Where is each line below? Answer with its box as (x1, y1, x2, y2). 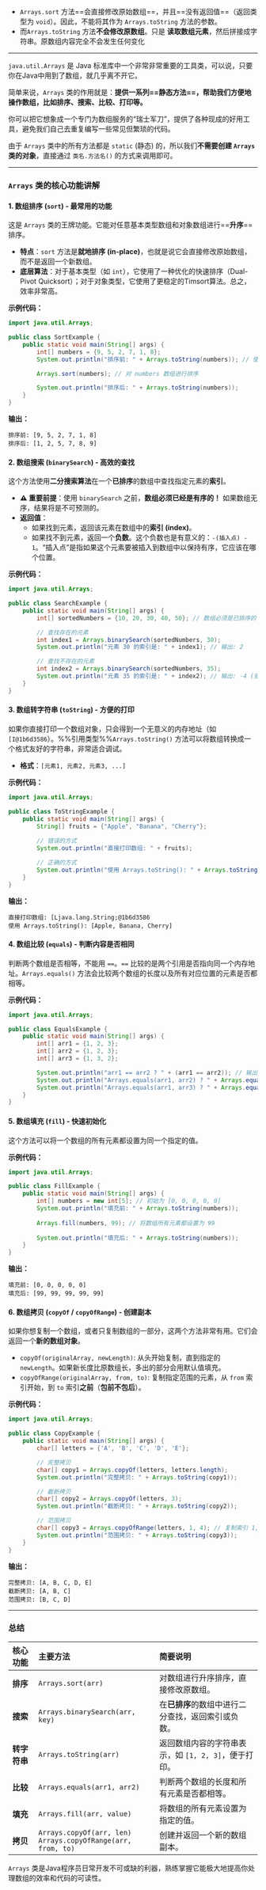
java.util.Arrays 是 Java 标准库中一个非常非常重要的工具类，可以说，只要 (8, 61, 253, 70)
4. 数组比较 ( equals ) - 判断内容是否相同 (8, 939, 135, 949)
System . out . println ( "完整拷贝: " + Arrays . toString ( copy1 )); (36, 1473, 237, 1482)
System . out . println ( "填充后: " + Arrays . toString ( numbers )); (36, 1234, 239, 1242)
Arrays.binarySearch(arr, (38, 1707, 136, 1716)
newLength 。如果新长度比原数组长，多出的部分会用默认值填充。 (19, 1363, 226, 1372)
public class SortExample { (8, 333, 101, 341)
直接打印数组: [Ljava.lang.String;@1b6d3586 (8, 913, 150, 921)
